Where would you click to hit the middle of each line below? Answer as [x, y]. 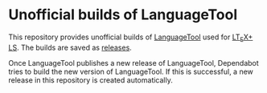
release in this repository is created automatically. [90, 80]
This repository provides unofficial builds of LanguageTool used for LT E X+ [131, 38]
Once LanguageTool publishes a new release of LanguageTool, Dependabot [133, 63]
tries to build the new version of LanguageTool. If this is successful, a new [131, 71]
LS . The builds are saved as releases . [70, 47]
